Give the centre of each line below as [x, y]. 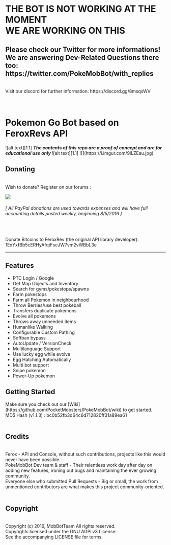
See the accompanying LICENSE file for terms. [54, 537]
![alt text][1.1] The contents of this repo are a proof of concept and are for [84, 147]
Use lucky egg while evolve [41, 354]
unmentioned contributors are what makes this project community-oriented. [85, 487]
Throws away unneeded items [44, 321]
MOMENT [26, 20]
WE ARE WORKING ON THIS [65, 31]
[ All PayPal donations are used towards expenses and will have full [77, 208]
